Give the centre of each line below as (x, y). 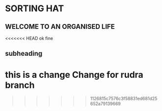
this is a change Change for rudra (74, 75)
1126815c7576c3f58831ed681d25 (124, 99)
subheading (24, 54)
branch (20, 85)
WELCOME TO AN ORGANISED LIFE (60, 27)
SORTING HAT (35, 9)
